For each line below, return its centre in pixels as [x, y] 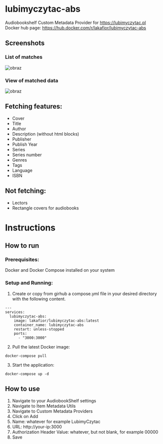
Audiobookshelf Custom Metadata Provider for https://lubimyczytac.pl [76, 23]
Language [22, 170]
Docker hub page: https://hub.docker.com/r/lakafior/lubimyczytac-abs [76, 27]
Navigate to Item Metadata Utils [44, 406]
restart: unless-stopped [39, 329]
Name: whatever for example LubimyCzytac [56, 421]
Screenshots [25, 43]
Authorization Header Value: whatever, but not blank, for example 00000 [85, 432]
